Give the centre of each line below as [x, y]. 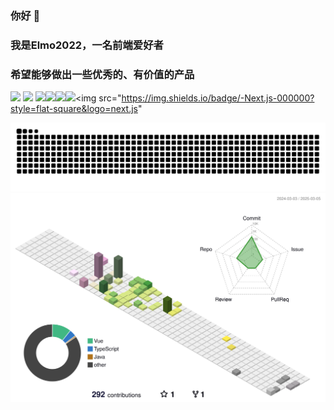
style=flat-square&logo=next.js [74, 109]
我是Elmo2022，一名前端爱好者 [87, 45]
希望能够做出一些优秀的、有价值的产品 [102, 74]
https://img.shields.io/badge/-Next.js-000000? [218, 98]
